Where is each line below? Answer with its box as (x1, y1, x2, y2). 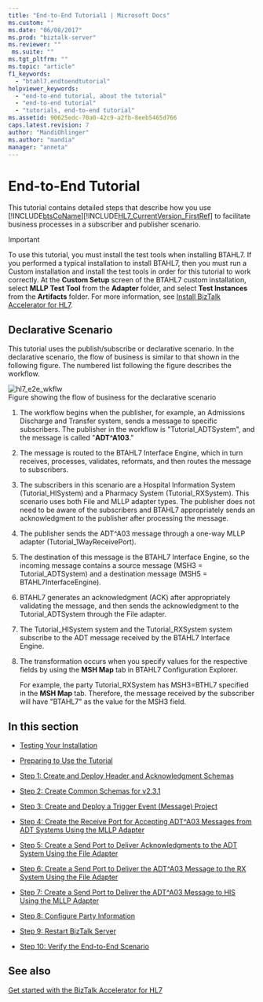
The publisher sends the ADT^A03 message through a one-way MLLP (19, 529, 246, 539)
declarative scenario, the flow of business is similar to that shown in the (8, 352, 239, 362)
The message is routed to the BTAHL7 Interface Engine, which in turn (19, 448, 243, 458)
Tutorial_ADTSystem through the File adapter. (19, 610, 167, 619)
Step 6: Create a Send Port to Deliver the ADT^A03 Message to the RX (19, 864, 247, 873)
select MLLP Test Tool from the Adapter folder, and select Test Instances (8, 284, 248, 293)
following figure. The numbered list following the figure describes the (8, 361, 232, 370)
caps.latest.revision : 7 (8, 121, 89, 129)
